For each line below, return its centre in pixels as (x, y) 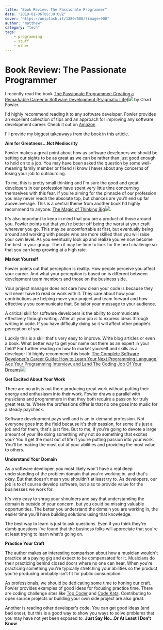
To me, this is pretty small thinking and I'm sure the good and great (72, 182)
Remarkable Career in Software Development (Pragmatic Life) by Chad (78, 99)
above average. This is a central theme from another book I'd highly (73, 203)
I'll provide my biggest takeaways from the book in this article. (67, 134)
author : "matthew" (24, 23)
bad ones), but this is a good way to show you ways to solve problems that (80, 613)
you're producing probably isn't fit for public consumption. (64, 573)
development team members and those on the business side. (66, 279)
